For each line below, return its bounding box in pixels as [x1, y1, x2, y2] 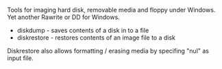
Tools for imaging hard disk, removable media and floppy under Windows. [7, 6, 216, 14]
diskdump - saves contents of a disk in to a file [16, 27, 149, 34]
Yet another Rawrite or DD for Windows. [7, 13, 120, 21]
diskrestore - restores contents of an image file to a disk [16, 33, 176, 42]
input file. [7, 54, 34, 62]
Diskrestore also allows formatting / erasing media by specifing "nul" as [7, 47, 209, 55]
